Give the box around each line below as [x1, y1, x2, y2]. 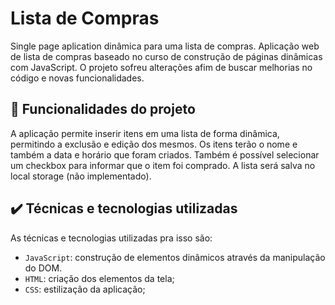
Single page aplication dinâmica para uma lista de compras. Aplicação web [10, 40, 320, 52]
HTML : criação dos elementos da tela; [24, 272, 175, 284]
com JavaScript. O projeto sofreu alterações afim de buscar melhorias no [10, 61, 313, 73]
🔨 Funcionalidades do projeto [10, 101, 196, 118]
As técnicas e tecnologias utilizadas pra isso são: [10, 232, 213, 244]
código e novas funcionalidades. [10, 72, 145, 84]
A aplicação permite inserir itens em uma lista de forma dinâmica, [10, 127, 280, 139]
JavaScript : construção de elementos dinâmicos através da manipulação [24, 251, 326, 263]
